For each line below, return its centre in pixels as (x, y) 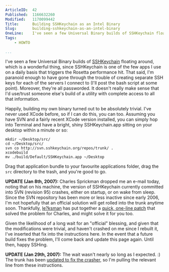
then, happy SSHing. (26, 244)
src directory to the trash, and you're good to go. (56, 171)
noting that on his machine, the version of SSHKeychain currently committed (84, 186)
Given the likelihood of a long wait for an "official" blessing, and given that (82, 223)
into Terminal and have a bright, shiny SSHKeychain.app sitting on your (79, 124)
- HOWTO (22, 43)
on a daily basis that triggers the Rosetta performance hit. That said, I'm (80, 72)
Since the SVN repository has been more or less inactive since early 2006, (82, 197)
